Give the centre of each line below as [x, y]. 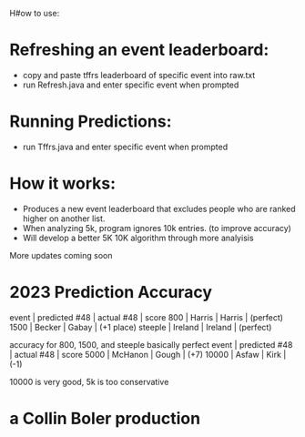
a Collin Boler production [105, 418]
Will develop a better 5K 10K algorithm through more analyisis [138, 238]
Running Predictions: [91, 122]
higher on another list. [64, 218]
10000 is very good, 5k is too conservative [89, 381]
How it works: [63, 183]
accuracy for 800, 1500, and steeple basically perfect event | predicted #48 [151, 344]
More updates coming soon [61, 255]
